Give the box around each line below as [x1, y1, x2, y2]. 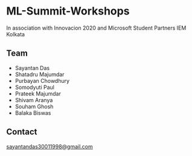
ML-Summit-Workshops [6, 4, 130, 18]
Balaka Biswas [14, 109, 51, 116]
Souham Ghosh [14, 103, 54, 110]
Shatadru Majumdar [14, 71, 65, 78]
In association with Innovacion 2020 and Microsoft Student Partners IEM [6, 24, 187, 31]
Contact [6, 127, 37, 137]
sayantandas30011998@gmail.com [6, 143, 94, 150]
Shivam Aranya [14, 96, 53, 103]
